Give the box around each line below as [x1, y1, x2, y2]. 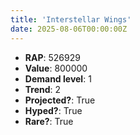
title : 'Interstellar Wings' [10, 14, 132, 25]
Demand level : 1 [24, 72, 92, 85]
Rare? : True [24, 115, 74, 127]
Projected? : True [24, 94, 96, 106]
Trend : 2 [24, 83, 62, 95]
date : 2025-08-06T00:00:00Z [10, 24, 128, 34]
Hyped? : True [24, 104, 83, 116]
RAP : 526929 [24, 51, 81, 63]
